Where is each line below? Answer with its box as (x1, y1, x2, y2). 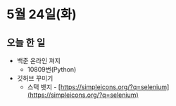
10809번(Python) (27, 65, 77, 74)
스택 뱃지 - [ (27, 83, 61, 91)
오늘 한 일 (6, 37, 46, 48)
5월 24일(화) (6, 6, 77, 22)
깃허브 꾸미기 (16, 74, 54, 82)
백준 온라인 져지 (16, 57, 61, 65)
